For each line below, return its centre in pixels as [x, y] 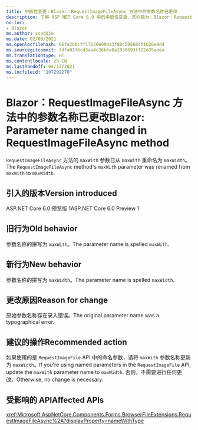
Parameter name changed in [77, 131]
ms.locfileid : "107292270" [39, 72]
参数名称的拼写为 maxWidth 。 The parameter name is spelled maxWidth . [90, 280]
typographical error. [30, 322]
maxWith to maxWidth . [31, 173]
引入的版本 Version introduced [62, 193]
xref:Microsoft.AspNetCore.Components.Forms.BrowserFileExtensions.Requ [99, 415]
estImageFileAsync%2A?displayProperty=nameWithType [75, 421]
